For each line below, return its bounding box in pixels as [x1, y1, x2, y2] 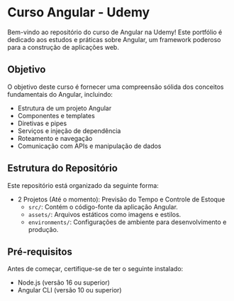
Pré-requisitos [7, 245, 73, 258]
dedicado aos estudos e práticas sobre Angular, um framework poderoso [7, 35, 221, 43]
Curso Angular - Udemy [7, 4, 150, 21]
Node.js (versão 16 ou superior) [17, 278, 110, 287]
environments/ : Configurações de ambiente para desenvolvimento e [28, 218, 227, 226]
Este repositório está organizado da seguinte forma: [7, 181, 160, 189]
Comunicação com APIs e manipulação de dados [17, 142, 162, 150]
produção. [28, 225, 59, 233]
